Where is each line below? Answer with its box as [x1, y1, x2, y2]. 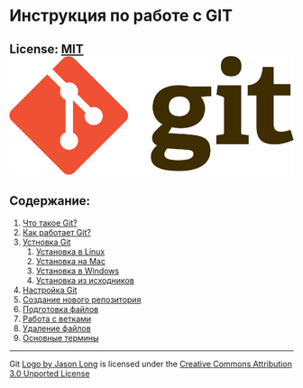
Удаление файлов [22, 322, 92, 334]
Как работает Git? [22, 226, 92, 237]
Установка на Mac [35, 255, 106, 266]
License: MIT [9, 42, 84, 57]
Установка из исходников [35, 274, 135, 285]
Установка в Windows [35, 265, 120, 276]
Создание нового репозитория [22, 294, 142, 305]
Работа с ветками [22, 313, 92, 324]
